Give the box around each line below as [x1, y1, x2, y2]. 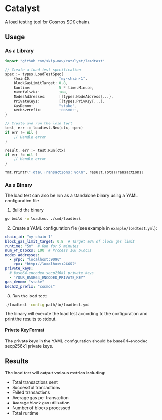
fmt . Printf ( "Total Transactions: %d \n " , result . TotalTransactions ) [5, 170, 144, 175]
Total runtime [12, 410, 39, 416]
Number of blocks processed [12, 405, 71, 411]
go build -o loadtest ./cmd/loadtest [5, 217, 81, 221]
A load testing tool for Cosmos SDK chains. [5, 19, 91, 25]
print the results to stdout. [5, 316, 57, 322]
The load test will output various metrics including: [5, 370, 106, 376]
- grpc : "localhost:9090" [9, 257, 62, 262]
